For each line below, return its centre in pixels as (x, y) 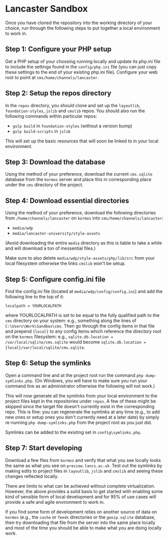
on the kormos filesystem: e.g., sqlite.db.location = (59, 337)
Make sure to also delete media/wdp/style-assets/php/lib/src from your (80, 258)
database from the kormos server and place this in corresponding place (78, 180)
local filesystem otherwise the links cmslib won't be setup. (66, 263)
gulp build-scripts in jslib (41, 131)
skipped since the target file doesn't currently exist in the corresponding (80, 406)
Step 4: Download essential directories (67, 201)
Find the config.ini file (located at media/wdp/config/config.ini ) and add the (84, 291)
